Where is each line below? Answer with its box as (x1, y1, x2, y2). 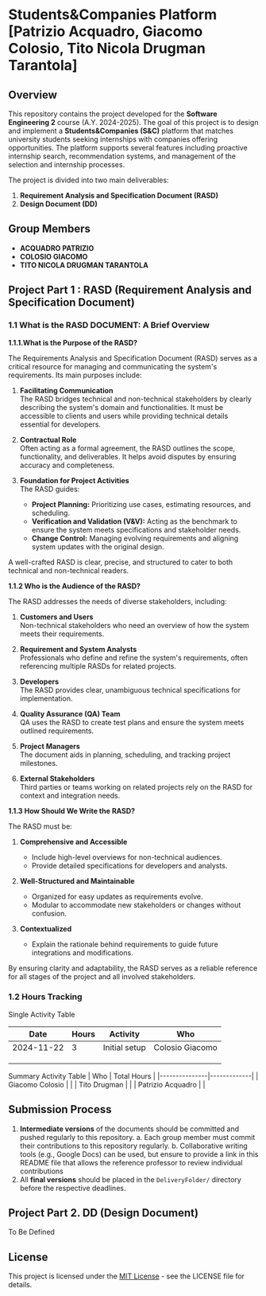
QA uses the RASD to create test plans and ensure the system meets (19, 717, 245, 727)
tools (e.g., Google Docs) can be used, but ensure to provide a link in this (19, 1149, 259, 1159)
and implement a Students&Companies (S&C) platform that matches (8, 126, 234, 135)
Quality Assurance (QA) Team (19, 709, 121, 718)
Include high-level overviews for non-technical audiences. (31, 852, 222, 861)
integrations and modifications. (31, 947, 133, 957)
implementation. (19, 693, 73, 703)
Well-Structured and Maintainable (19, 876, 135, 885)
